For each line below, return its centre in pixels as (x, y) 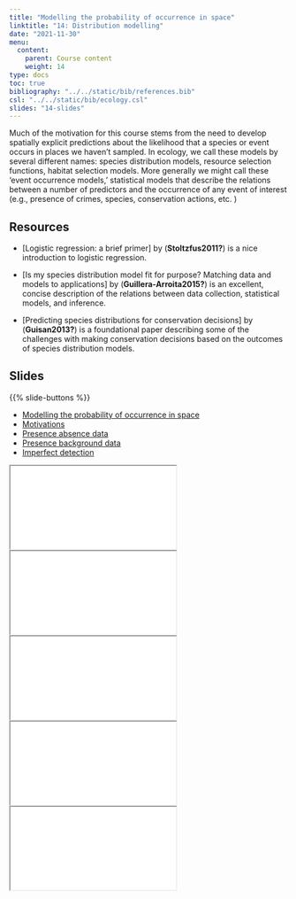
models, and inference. (64, 303)
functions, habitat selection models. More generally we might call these (139, 171)
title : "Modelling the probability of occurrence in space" (122, 17)
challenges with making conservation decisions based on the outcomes (152, 339)
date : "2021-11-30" (45, 34)
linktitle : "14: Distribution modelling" (87, 26)
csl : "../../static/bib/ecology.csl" (79, 100)
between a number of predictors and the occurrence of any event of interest (148, 190)
